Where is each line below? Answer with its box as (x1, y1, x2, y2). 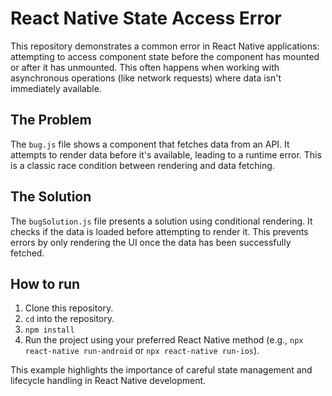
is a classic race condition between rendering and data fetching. (10, 159, 275, 171)
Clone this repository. (24, 302, 114, 314)
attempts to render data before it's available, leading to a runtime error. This (10, 148, 322, 161)
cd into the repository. (24, 313, 115, 325)
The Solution (10, 188, 92, 206)
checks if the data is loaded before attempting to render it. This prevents (10, 225, 309, 237)
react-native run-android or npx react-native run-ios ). (24, 345, 260, 357)
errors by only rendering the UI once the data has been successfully (10, 236, 292, 248)
